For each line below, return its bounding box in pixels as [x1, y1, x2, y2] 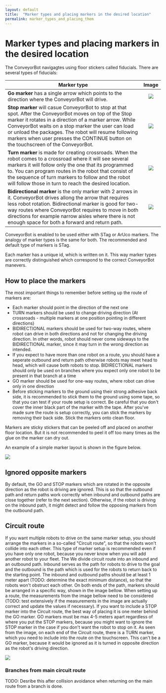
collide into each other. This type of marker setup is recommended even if [5, 545, 156, 551]
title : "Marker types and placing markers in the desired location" [5, 12, 152, 17]
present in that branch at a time [12, 373, 77, 379]
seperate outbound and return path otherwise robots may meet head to [12, 357, 158, 363]
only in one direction [12, 384, 54, 390]
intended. [12, 346, 32, 352]
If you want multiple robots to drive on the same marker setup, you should [5, 535, 156, 541]
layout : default [5, 7, 39, 12]
